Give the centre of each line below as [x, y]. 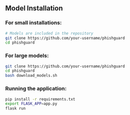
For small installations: [34, 23]
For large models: [27, 56]
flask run [16, 108]
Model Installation [34, 8]
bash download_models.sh [31, 75]
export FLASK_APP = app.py [31, 104]
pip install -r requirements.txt [40, 99]
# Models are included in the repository [49, 33]
